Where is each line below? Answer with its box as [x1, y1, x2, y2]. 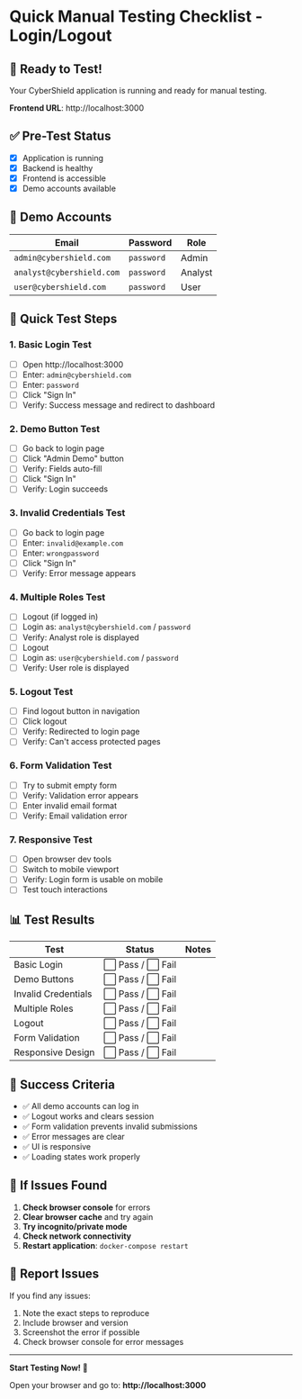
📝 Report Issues [9, 1267, 100, 1282]
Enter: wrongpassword [22, 547, 100, 558]
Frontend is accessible [22, 173, 106, 184]
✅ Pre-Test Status [9, 129, 111, 144]
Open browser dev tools [22, 853, 112, 865]
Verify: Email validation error [22, 810, 128, 821]
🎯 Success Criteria [9, 1077, 115, 1092]
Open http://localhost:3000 [22, 358, 124, 370]
